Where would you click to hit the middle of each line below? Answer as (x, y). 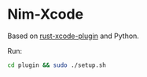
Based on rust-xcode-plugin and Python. (73, 36)
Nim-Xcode (46, 14)
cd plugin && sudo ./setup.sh (57, 65)
